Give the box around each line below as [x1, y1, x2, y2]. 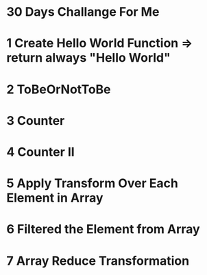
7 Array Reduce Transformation [6, 253, 190, 268]
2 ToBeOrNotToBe [6, 82, 111, 97]
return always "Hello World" [6, 50, 171, 66]
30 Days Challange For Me [6, 4, 160, 20]
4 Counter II [6, 144, 75, 160]
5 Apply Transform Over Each [6, 176, 179, 191]
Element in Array [6, 190, 103, 206]
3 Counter [6, 112, 65, 128]
